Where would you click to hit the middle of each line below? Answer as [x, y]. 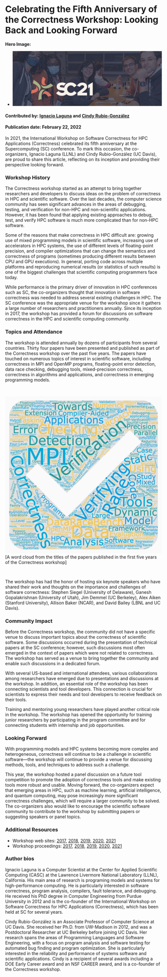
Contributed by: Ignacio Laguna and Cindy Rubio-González [67, 116]
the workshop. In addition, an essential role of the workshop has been [77, 684]
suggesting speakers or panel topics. [43, 817]
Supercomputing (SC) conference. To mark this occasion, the [68, 149]
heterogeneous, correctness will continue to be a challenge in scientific [78, 754]
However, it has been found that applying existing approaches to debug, [79, 215]
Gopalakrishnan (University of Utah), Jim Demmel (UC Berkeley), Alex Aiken [83, 597]
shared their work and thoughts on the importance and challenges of [76, 587]
